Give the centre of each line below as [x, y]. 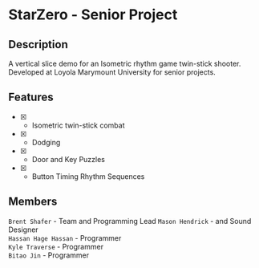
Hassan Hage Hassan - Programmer [65, 238]
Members [33, 202]
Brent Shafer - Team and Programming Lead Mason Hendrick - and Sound [130, 221]
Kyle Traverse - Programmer [56, 246]
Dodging [46, 142]
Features [31, 97]
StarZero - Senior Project [93, 15]
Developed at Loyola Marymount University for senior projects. [112, 72]
